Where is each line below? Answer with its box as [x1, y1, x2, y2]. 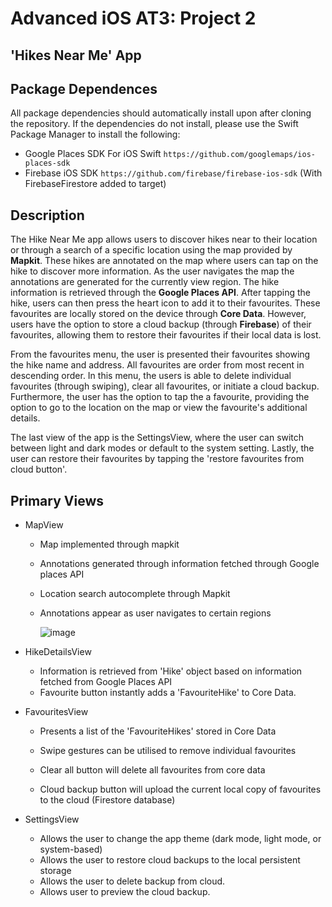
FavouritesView [24, 706, 89, 718]
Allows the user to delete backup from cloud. [39, 875, 226, 887]
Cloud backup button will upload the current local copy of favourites [39, 783, 322, 796]
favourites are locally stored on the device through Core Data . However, [10, 308, 307, 320]
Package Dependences [10, 80, 158, 97]
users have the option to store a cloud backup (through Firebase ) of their [10, 318, 312, 331]
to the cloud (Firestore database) [39, 794, 176, 806]
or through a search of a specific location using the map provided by [10, 244, 293, 256]
